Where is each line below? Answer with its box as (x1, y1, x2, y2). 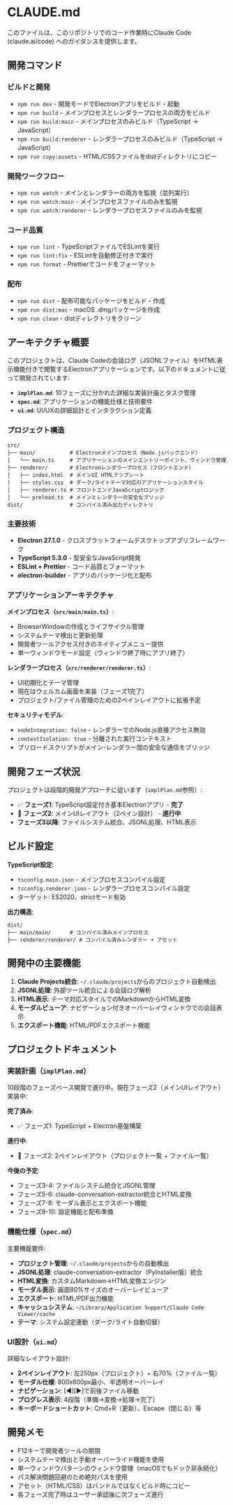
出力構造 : (7, 908, 34, 916)
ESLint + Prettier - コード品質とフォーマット (17, 562, 146, 571)
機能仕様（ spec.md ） (7, 1227, 76, 1237)
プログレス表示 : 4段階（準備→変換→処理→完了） (17, 1395, 159, 1403)
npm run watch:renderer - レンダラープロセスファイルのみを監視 (17, 206, 202, 214)
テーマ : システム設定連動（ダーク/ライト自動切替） (17, 1317, 164, 1326)
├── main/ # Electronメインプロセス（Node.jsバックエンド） (7, 449, 201, 456)
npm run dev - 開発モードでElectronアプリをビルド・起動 (17, 99, 180, 108)
